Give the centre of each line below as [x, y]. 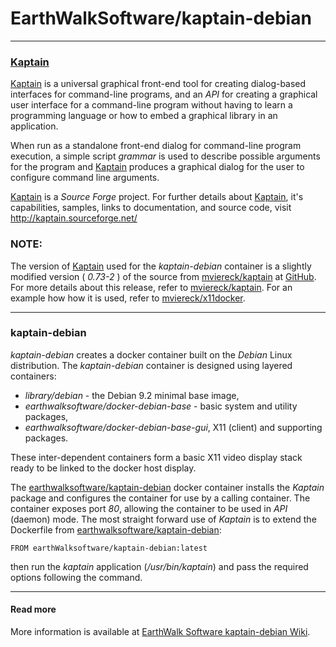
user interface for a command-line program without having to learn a [151, 105]
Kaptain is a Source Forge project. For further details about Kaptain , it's [157, 197]
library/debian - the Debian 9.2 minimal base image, [132, 395]
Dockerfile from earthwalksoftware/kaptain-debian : [116, 529]
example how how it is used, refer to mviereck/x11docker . [128, 298]
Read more [33, 609]
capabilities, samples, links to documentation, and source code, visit [151, 208]
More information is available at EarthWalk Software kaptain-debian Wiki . [160, 632]
